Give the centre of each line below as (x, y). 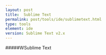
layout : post (19, 10)
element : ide (19, 29)
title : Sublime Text (28, 15)
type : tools (18, 24)
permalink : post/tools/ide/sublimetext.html (54, 19)
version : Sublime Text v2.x (35, 33)
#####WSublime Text (28, 48)
